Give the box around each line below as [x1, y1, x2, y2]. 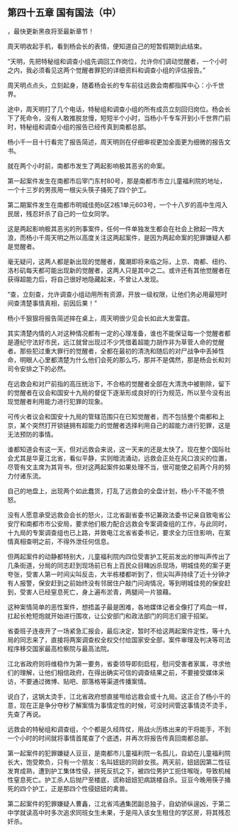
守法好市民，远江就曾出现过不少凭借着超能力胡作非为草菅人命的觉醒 [25, 337, 225, 346]
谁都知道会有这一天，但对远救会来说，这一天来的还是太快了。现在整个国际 [7, 445, 225, 454]
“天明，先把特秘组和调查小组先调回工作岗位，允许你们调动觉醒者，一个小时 [7, 57, 228, 65]
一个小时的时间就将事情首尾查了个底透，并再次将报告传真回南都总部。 [7, 733, 212, 742]
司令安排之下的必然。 [7, 364, 69, 373]
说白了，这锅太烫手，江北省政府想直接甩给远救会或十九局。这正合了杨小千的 [7, 692, 231, 700]
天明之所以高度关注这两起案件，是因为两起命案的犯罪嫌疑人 [50, 233, 225, 242]
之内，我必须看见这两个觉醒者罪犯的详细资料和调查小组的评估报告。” [7, 66, 206, 74]
